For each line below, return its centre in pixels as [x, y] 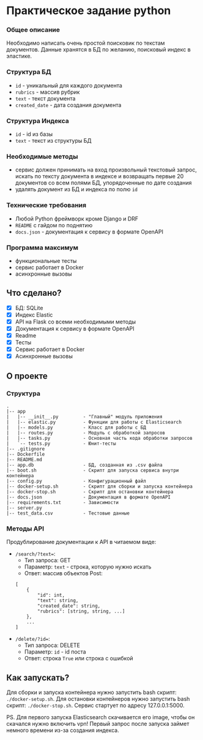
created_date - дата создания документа [68, 105]
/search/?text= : [35, 554]
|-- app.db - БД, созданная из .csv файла [85, 465]
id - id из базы [34, 134]
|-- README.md [24, 459]
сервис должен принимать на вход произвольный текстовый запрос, [106, 170]
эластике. [19, 56]
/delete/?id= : [32, 639]
